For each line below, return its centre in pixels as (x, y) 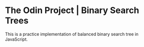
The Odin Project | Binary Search (72, 10)
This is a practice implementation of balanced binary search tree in (72, 34)
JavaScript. (16, 39)
